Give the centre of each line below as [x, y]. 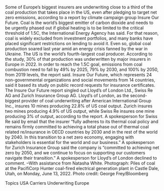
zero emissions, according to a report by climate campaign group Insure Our [82, 17]
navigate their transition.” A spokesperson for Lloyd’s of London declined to [81, 158]
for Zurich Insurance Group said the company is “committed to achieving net [82, 147]
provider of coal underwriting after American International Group [86, 101]
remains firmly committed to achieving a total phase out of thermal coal [77, 127]
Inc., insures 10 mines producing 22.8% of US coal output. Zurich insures [79, 106]
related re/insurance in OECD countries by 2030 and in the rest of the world [82, 132]
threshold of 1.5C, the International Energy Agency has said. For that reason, [82, 33]
